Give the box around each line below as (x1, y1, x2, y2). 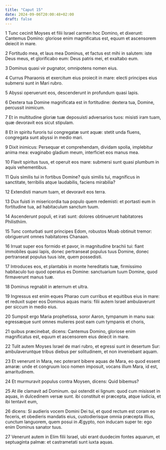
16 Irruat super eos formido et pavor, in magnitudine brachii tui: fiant (5, 243, 144, 249)
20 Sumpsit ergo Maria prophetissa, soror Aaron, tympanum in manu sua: (5, 314, 155, 320)
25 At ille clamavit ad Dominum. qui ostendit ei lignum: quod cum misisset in (5, 388, 160, 394)
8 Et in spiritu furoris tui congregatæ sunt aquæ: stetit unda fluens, (5, 129, 141, 135)
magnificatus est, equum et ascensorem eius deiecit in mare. (5, 334, 130, 340)
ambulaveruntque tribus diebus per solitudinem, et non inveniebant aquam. (5, 349, 159, 355)
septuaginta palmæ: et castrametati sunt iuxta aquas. (5, 439, 114, 445)
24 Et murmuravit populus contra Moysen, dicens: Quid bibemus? (5, 378, 139, 384)
